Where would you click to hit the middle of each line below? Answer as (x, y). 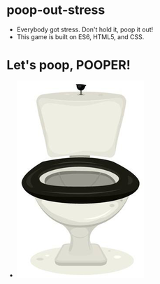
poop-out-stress (56, 10)
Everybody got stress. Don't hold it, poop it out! (85, 29)
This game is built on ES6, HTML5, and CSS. (80, 36)
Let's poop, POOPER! (68, 65)
